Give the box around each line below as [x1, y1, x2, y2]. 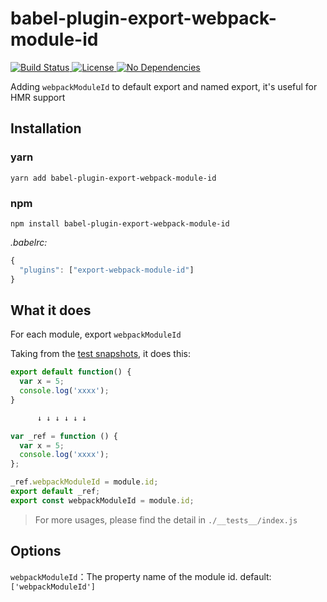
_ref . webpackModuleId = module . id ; [10, 477, 159, 487]
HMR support [10, 91, 66, 103]
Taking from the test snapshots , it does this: [10, 348, 192, 360]
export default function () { [10, 367, 132, 377]
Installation [10, 120, 82, 137]
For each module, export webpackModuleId [10, 328, 182, 341]
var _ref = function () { [10, 431, 118, 441]
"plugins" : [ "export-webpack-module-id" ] [19, 265, 195, 275]
